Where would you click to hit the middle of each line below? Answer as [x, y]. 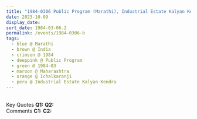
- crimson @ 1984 [33, 55]
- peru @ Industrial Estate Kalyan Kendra [64, 82]
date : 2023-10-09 [27, 17]
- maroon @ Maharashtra [40, 71]
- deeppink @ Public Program [47, 60]
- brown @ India [31, 50]
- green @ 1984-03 [34, 66]
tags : [13, 38]
